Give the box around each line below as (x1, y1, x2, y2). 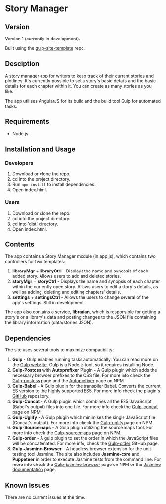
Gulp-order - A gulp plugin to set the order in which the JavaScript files (12, 435, 158, 441)
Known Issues (5, 481, 50, 489)
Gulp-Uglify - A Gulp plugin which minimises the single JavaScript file (12, 414, 156, 420)
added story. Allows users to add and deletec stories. (12, 273, 121, 279)
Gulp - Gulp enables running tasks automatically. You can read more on (12, 356, 158, 363)
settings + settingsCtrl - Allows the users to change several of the (12, 294, 149, 300)
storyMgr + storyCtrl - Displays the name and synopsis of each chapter (12, 278, 160, 284)
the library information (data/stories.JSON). (5, 319, 93, 326)
